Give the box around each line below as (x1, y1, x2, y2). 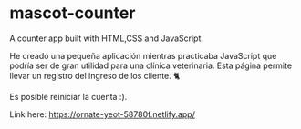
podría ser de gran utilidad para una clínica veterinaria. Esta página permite (9, 60, 293, 71)
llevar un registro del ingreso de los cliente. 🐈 (9, 70, 181, 81)
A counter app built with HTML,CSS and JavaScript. (9, 33, 203, 44)
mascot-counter (9, 3, 136, 24)
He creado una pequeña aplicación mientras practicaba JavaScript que (9, 50, 277, 61)
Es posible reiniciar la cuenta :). (9, 91, 128, 102)
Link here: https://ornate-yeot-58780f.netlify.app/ (9, 108, 196, 120)
